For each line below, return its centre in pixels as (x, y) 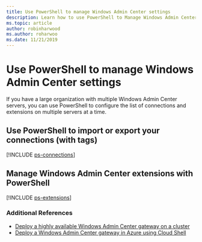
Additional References (40, 213)
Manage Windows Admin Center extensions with (100, 174)
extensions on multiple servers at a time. (57, 111)
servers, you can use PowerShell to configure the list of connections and (96, 105)
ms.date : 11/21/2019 (32, 40)
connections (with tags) (52, 140)
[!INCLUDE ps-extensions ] (39, 197)
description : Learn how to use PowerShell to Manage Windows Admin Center (102, 17)
